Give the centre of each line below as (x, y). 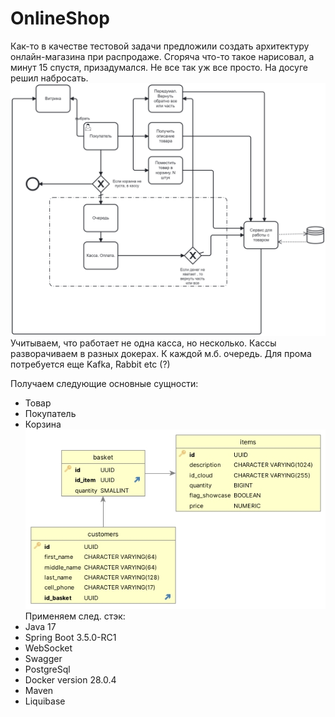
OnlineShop (60, 18)
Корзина (43, 424)
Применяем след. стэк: (75, 616)
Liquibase (45, 701)
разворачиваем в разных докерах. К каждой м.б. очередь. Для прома (161, 353)
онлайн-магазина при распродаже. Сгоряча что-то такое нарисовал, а (162, 56)
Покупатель (50, 413)
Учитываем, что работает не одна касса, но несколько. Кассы (143, 343)
